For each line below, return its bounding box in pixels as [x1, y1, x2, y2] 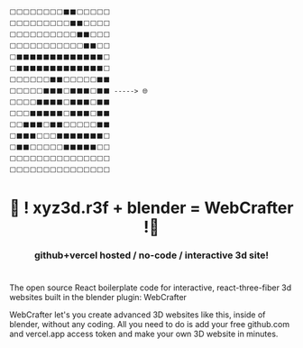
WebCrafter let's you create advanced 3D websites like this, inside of [9, 309, 266, 320]
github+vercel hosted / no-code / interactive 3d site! [34, 249, 269, 261]
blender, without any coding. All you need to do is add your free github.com [9, 319, 290, 330]
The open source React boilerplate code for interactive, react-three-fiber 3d [9, 282, 292, 293]
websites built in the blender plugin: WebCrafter [9, 292, 188, 303]
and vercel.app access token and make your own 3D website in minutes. [9, 328, 279, 340]
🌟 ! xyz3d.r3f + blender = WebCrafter [9, 197, 294, 218]
